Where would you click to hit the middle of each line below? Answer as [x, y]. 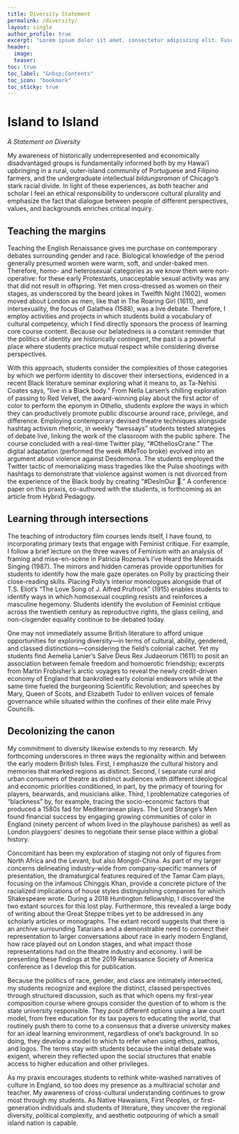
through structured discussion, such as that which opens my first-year [111, 995]
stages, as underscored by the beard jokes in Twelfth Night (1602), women [117, 293]
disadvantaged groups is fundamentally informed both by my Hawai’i [108, 163]
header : [19, 47]
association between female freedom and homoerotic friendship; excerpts [116, 663]
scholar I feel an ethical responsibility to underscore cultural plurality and [114, 194]
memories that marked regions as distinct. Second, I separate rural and [111, 771]
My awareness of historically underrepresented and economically [103, 156]
